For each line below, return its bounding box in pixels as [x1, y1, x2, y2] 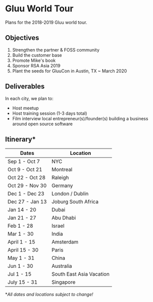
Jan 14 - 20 [7, 206, 37, 213]
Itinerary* [5, 135, 36, 144]
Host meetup [12, 105, 39, 111]
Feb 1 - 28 [7, 222, 34, 229]
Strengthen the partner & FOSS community [12, 47, 100, 52]
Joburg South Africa [51, 199, 99, 205]
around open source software [12, 121, 73, 127]
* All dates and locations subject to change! [5, 292, 94, 298]
